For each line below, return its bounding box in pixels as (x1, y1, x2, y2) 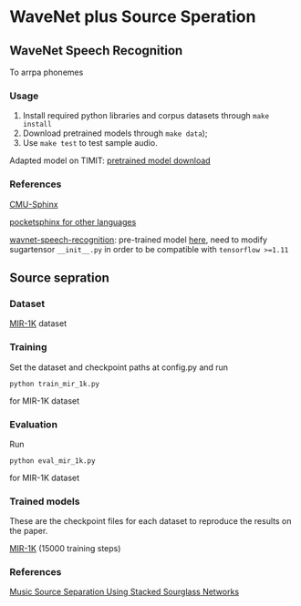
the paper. (9, 526, 48, 537)
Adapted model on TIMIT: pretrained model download (9, 155, 212, 166)
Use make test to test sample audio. (22, 138, 158, 149)
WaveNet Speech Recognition (9, 43, 183, 58)
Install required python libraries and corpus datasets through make (22, 110, 270, 121)
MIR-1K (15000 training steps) (9, 543, 121, 554)
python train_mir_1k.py (9, 379, 100, 388)
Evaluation (9, 417, 57, 430)
